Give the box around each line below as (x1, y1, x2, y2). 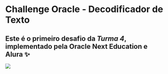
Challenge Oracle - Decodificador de (5, 4, 163, 15)
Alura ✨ (5, 50, 31, 58)
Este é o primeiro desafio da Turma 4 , (5, 34, 127, 43)
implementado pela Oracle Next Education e (5, 42, 148, 51)
